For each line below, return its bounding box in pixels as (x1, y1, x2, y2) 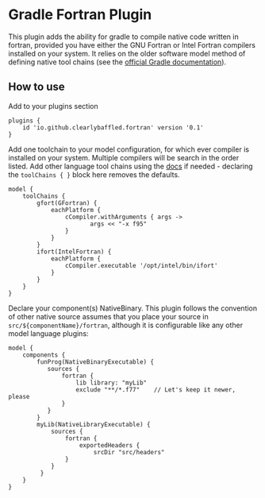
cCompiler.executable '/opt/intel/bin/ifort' (64, 261, 218, 269)
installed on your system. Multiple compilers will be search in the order (8, 152, 240, 162)
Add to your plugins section (8, 101, 98, 110)
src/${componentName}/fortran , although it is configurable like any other (8, 320, 244, 330)
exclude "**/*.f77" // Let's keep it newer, (75, 385, 236, 394)
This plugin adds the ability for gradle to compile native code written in (8, 32, 240, 41)
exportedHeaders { (79, 441, 140, 450)
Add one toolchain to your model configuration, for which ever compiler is (8, 145, 250, 154)
